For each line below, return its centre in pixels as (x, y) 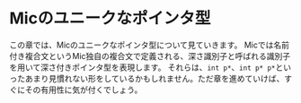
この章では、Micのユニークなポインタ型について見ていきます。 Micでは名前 (150, 45)
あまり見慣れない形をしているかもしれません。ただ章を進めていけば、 (155, 78)
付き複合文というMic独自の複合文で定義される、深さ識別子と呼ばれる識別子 (150, 56)
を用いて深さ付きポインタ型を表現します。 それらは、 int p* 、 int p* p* (142, 67)
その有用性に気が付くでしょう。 (84, 90)
